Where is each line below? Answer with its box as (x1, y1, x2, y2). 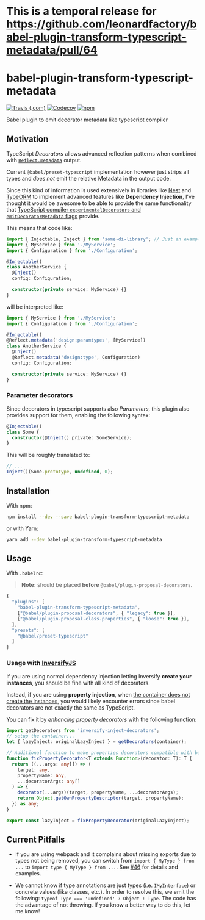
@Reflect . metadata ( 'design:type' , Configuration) (12, 354, 140, 361)
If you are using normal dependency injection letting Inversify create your (6, 672, 192, 680)
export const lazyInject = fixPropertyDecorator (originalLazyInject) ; (6, 818, 190, 824)
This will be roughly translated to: (6, 451, 90, 459)
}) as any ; (12, 801, 40, 807)
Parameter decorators (6, 391, 73, 400)
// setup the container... (6, 733, 75, 739)
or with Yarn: (6, 525, 38, 532)
